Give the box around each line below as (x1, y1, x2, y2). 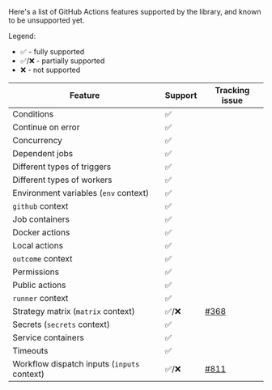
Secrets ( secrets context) (12, 319, 111, 330)
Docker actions (12, 227, 70, 238)
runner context (12, 293, 69, 303)
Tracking (214, 85, 250, 95)
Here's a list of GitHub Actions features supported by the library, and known (8, 7, 261, 16)
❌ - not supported (19, 65, 81, 74)
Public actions (12, 279, 66, 290)
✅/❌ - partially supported (19, 56, 105, 66)
